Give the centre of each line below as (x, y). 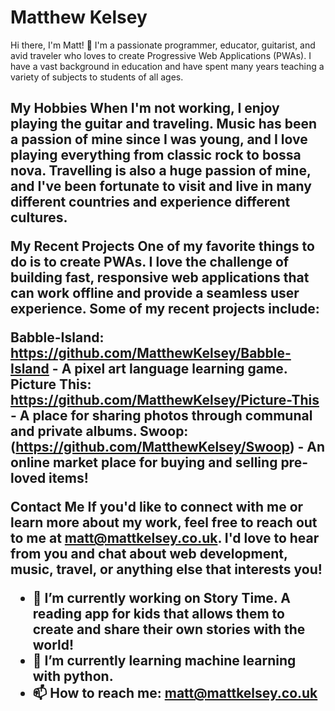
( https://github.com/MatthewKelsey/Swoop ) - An (168, 447)
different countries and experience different (150, 202)
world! (53, 645)
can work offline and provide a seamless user (155, 293)
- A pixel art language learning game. (169, 369)
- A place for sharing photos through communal (161, 416)
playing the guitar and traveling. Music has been (164, 124)
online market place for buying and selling (144, 462)
